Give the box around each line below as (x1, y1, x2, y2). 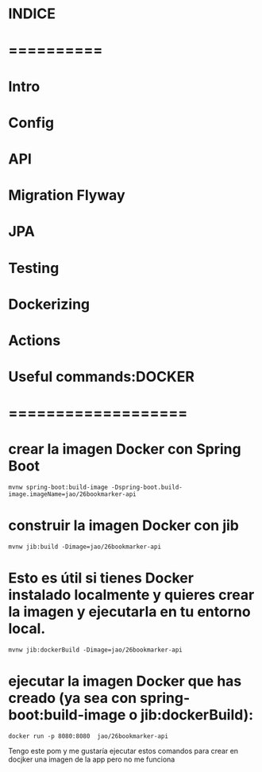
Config (8, 113, 54, 132)
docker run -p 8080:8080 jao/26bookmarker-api (8, 732, 169, 740)
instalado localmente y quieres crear (8, 586, 255, 604)
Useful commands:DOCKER (8, 368, 195, 386)
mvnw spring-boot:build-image (8, 483, 109, 492)
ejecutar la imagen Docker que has (8, 672, 242, 690)
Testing (8, 259, 60, 277)
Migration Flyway (8, 186, 125, 205)
